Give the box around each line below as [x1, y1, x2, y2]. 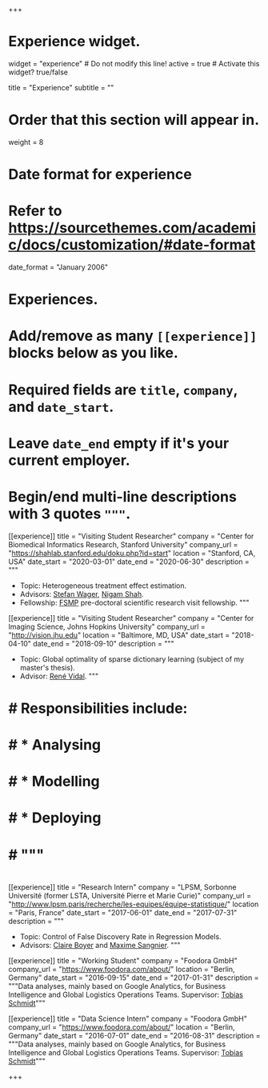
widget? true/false [8, 67, 68, 77]
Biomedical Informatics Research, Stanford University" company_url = [8, 539, 238, 549]
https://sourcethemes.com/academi [8, 219, 256, 237]
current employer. [8, 451, 130, 469]
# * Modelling [8, 773, 100, 790]
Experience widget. [8, 33, 141, 50]
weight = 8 [8, 137, 44, 146]
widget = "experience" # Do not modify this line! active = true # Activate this [8, 58, 260, 68]
